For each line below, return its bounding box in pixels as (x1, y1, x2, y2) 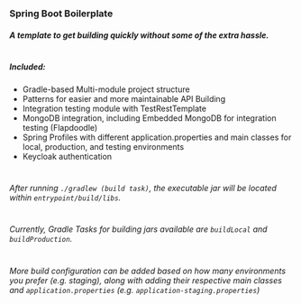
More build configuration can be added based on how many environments (9, 265, 287, 276)
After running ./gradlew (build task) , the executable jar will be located (9, 183, 278, 194)
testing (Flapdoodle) (22, 123, 98, 134)
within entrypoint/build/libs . (9, 192, 122, 203)
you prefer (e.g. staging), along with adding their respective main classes (9, 274, 282, 286)
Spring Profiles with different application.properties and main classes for (22, 132, 292, 143)
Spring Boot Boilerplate (9, 7, 114, 20)
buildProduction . (9, 234, 73, 244)
